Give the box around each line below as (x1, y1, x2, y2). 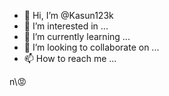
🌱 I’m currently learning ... (23, 31, 131, 42)
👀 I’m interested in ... (23, 20, 109, 32)
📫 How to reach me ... (23, 53, 117, 64)
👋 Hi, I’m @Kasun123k (23, 10, 114, 21)
